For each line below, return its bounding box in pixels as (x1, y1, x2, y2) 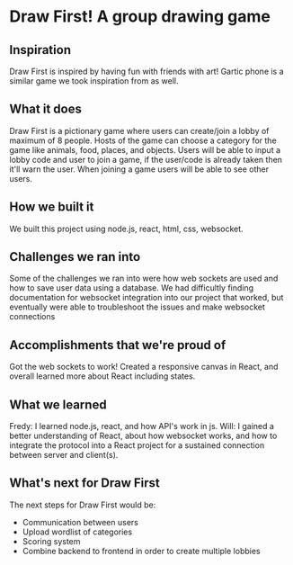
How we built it (9, 200, 94, 215)
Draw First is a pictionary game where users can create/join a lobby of (9, 125, 270, 136)
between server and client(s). (9, 450, 119, 461)
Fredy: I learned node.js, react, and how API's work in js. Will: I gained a (9, 421, 274, 432)
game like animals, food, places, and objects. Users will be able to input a (9, 144, 281, 155)
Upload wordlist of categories (22, 526, 133, 537)
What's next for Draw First (9, 475, 160, 491)
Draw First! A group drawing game (9, 6, 271, 27)
